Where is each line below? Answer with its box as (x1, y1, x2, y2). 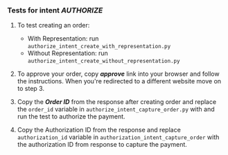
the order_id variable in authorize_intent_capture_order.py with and (17, 105, 215, 114)
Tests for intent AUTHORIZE (7, 6, 103, 15)
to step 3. (17, 85, 45, 93)
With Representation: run (27, 34, 99, 43)
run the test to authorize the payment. (17, 112, 126, 121)
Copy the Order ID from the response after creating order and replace (17, 98, 217, 106)
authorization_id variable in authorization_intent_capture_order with (17, 133, 220, 141)
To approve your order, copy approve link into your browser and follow (17, 70, 220, 78)
